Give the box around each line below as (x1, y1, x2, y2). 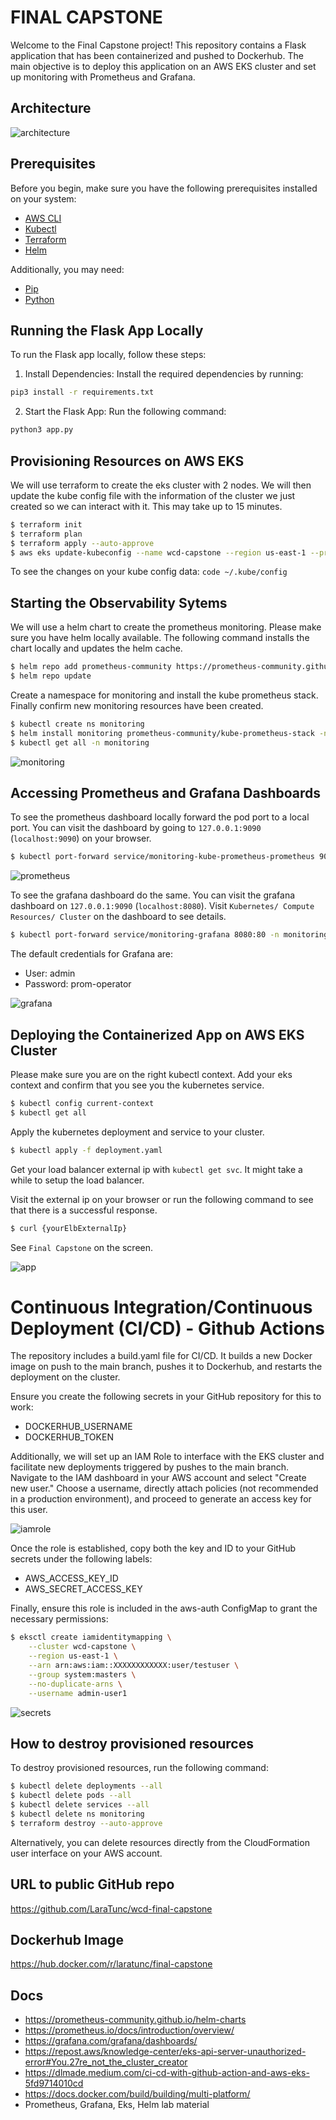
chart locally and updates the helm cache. (10, 642, 183, 655)
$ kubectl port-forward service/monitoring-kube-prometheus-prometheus (10, 852, 315, 862)
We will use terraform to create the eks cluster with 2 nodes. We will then (10, 479, 312, 491)
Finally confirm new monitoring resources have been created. (10, 700, 264, 711)
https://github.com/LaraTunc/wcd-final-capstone (10, 1902, 213, 1915)
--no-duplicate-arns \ (28, 1679, 123, 1689)
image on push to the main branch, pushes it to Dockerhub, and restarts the (10, 1361, 323, 1373)
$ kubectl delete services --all (10, 1800, 150, 1810)
